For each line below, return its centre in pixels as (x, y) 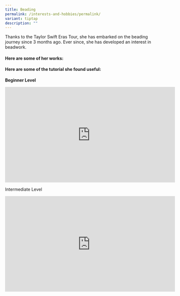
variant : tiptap (21, 18)
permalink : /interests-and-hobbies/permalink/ (53, 14)
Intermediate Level (24, 189)
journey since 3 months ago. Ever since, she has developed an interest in (78, 42)
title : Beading (20, 9)
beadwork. (16, 47)
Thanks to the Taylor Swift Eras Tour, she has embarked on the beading (76, 37)
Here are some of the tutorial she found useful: (53, 69)
